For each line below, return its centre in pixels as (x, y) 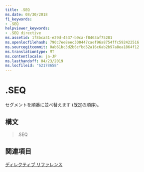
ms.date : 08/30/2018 (27, 14)
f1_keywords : (19, 19)
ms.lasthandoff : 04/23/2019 (34, 61)
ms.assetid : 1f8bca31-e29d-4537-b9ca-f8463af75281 (59, 38)
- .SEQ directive (23, 33)
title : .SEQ (17, 10)
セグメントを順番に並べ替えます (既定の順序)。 (53, 105)
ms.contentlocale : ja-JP (31, 56)
